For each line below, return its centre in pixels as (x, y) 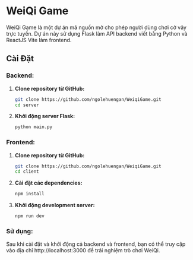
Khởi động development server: (55, 205)
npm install (29, 194)
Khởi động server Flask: (45, 116)
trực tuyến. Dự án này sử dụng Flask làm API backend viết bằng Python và (97, 33)
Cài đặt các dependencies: (48, 183)
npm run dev (29, 216)
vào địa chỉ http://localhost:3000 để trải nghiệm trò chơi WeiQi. (83, 251)
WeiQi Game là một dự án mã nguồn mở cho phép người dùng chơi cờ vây (96, 27)
